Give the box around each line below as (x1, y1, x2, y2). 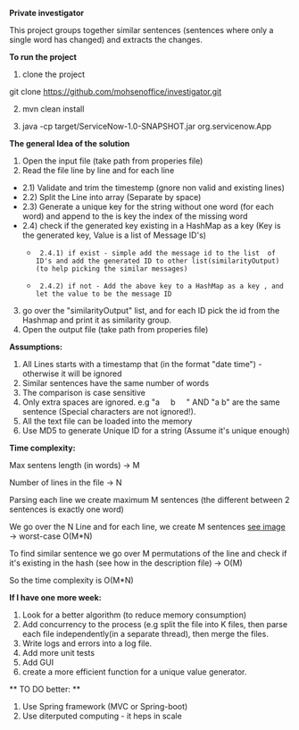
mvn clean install (21, 104, 85, 114)
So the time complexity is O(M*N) (9, 575, 134, 585)
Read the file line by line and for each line (21, 165, 175, 175)
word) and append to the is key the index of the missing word (21, 211, 248, 222)
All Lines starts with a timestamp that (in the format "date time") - (21, 359, 262, 369)
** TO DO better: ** (9, 684, 81, 694)
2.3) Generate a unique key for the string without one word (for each (21, 201, 274, 212)
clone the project (21, 69, 86, 80)
